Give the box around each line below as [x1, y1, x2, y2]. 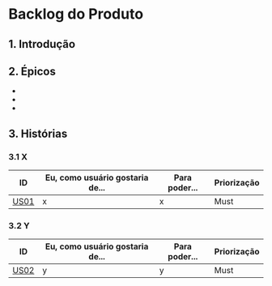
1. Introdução [8, 37, 75, 51]
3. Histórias [8, 126, 68, 140]
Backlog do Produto [8, 5, 144, 23]
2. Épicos [8, 64, 57, 78]
